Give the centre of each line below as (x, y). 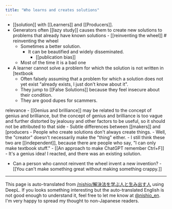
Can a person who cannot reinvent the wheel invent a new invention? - (87, 163)
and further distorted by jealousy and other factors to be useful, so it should (85, 121)
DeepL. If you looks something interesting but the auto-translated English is (85, 190)
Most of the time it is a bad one (53, 62)
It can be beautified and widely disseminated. (76, 51)
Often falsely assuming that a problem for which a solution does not (92, 79)
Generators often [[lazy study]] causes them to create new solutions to (87, 30)
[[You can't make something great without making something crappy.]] (87, 169)
